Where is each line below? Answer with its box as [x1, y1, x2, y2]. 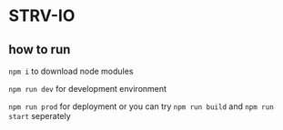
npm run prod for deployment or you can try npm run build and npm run [8, 101, 274, 112]
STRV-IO [8, 5, 76, 26]
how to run [8, 42, 71, 57]
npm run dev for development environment [8, 84, 167, 94]
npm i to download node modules [8, 65, 134, 76]
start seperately [8, 111, 72, 121]
